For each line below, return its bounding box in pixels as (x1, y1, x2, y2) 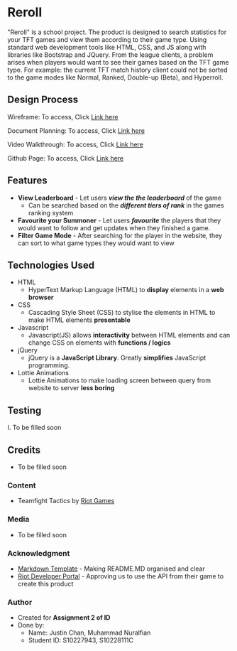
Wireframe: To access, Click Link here (7, 112, 118, 121)
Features (7, 175, 48, 187)
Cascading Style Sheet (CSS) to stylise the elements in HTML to (28, 308, 216, 317)
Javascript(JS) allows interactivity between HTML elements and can (28, 331, 231, 340)
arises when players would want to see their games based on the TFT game (7, 58, 229, 66)
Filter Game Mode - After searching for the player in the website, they (17, 231, 222, 240)
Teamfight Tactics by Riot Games (17, 497, 115, 505)
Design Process (7, 94, 79, 106)
